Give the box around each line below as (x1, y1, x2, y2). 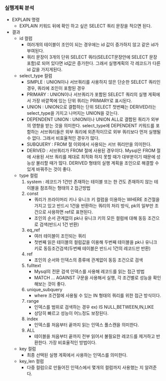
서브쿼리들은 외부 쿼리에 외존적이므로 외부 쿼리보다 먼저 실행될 (40, 129, 161, 135)
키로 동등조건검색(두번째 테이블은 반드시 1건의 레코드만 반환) (34, 245, 151, 251)
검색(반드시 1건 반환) (39, 221, 79, 227)
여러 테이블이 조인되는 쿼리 (34, 233, 86, 239)
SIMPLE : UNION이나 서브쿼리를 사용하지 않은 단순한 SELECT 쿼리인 (26, 79, 161, 85)
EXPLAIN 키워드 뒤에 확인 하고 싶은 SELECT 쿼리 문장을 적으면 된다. (19, 23, 152, 29)
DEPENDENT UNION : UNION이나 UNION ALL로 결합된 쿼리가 (26, 116, 150, 123)
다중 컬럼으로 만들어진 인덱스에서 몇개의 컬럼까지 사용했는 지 (26, 365, 144, 371)
